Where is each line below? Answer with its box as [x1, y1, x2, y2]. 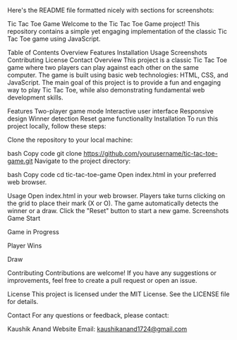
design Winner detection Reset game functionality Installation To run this [7, 114, 219, 123]
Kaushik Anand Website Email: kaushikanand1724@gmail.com [7, 324, 188, 333]
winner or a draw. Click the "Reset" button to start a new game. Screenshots [7, 207, 229, 214]
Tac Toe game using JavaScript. [7, 35, 101, 43]
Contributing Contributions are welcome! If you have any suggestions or [7, 269, 217, 277]
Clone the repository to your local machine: [7, 135, 133, 144]
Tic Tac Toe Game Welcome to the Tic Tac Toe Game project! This [7, 20, 200, 28]
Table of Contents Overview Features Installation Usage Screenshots [7, 49, 207, 56]
